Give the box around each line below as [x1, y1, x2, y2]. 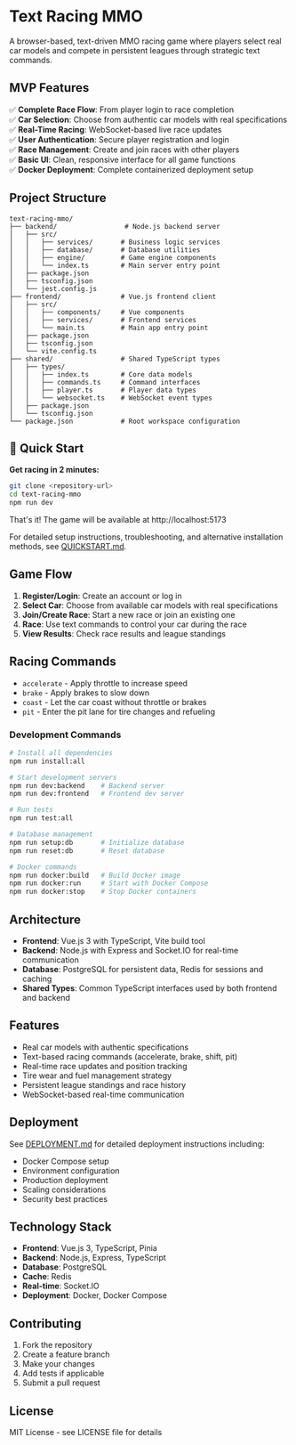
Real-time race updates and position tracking [21, 1060, 188, 1071]
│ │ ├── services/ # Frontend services [9, 315, 197, 324]
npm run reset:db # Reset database [9, 846, 165, 856]
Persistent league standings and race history [21, 1079, 187, 1090]
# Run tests [9, 806, 53, 815]
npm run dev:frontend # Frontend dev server [9, 790, 185, 799]
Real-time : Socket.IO [21, 1280, 100, 1292]
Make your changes [21, 1359, 95, 1369]
